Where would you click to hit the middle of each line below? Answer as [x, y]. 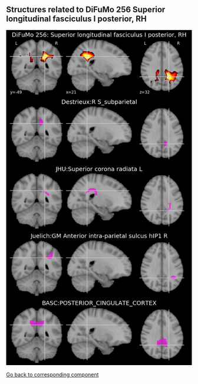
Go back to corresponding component [52, 375]
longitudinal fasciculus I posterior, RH [77, 19]
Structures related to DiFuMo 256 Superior [86, 10]
